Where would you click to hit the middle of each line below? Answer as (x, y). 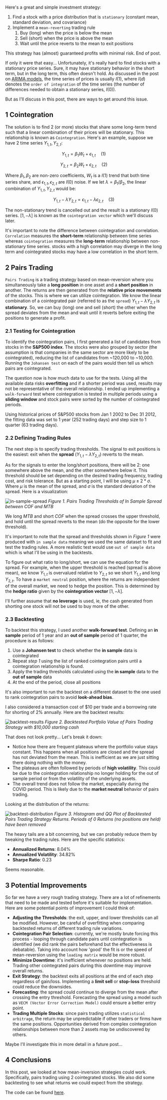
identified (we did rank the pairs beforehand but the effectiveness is (82, 944)
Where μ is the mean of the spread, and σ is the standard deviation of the (80, 486)
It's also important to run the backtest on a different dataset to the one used (83, 692)
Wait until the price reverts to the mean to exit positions (77, 44)
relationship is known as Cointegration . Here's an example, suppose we (79, 138)
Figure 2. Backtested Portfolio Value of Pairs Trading (99, 722)
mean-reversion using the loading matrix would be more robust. (79, 955)
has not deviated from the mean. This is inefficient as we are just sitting (85, 757)
